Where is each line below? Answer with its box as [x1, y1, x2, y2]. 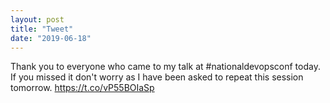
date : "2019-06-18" [10, 33, 92, 43]
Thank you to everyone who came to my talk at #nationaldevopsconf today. [10, 61, 321, 73]
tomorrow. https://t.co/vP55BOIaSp [10, 82, 155, 94]
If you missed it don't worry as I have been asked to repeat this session [10, 71, 304, 83]
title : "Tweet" [10, 24, 74, 34]
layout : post [10, 14, 65, 25]
